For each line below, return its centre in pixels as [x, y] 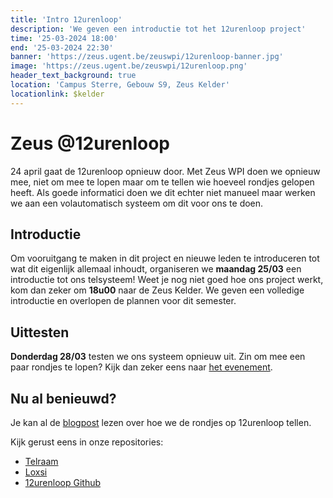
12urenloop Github [63, 482]
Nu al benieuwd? [63, 398]
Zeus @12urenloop [90, 143]
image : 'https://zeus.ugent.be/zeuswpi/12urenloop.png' [129, 66]
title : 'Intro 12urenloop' [66, 19]
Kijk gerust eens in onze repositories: [87, 442]
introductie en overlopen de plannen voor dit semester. [123, 301]
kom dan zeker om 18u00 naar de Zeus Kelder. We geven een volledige [157, 290]
